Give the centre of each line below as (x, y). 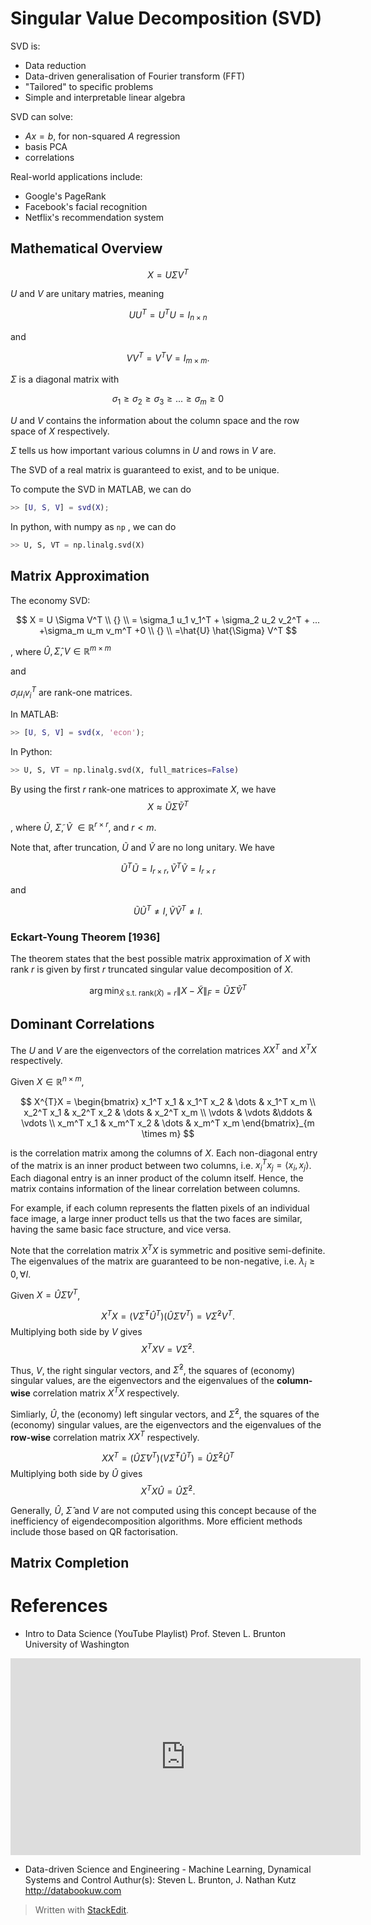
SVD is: (25, 46)
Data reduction (55, 65)
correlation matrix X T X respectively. (106, 1392)
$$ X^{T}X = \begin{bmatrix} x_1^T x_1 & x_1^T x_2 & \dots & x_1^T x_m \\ (168, 1101)
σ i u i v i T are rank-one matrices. (71, 693)
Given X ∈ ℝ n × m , (47, 1080)
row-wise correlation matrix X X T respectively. (105, 1436)
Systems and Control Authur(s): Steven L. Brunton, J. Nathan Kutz (160, 1879)
